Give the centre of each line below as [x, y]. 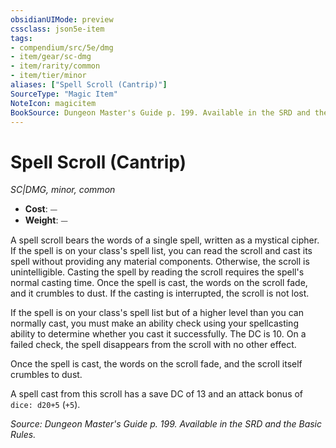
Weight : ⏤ [46, 220]
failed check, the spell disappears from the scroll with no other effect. [153, 345]
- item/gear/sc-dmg [51, 57]
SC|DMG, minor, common [63, 190]
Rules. [23, 435]
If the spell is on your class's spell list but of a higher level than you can [157, 313]
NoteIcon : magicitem [53, 103]
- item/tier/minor [48, 76]
